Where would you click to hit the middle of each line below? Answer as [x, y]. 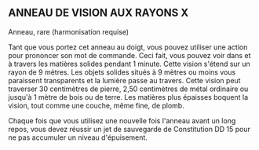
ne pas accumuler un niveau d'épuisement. [78, 137]
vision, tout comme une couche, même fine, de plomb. [96, 105]
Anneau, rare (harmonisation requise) [69, 31]
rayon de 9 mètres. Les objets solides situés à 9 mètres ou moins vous [122, 72]
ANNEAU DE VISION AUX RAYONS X [98, 13]
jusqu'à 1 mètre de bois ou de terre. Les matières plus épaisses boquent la [128, 97]
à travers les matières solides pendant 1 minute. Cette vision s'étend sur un [129, 64]
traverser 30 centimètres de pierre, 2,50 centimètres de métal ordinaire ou [128, 89]
